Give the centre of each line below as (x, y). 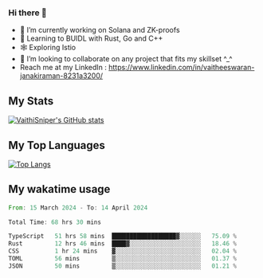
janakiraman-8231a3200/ (61, 76)
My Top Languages (57, 145)
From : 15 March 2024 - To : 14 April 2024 (78, 208)
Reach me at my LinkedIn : (63, 68)
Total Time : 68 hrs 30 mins (55, 222)
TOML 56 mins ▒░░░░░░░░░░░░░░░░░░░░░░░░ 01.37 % (123, 259)
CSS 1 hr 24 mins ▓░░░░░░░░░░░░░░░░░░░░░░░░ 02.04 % (123, 251)
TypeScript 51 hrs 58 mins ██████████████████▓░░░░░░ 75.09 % (123, 237)
